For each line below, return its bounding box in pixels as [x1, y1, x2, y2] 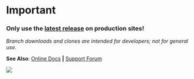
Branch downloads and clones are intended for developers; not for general [6, 37, 189, 44]
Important [6, 4, 56, 17]
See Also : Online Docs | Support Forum [6, 55, 102, 62]
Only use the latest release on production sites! [6, 25, 144, 33]
